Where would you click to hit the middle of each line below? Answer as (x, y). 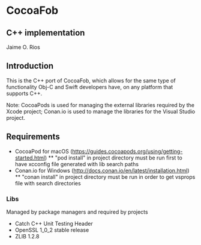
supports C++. (24, 93)
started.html (30, 158)
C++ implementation (46, 33)
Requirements (33, 137)
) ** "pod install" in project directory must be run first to (114, 158)
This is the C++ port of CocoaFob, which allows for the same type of (91, 80)
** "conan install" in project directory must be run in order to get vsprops (105, 177)
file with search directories (48, 183)
